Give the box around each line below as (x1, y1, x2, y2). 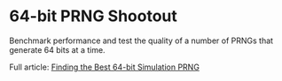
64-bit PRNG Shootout (9, 6, 177, 26)
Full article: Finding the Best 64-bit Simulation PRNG (9, 62, 200, 72)
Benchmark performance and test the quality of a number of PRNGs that (9, 35, 273, 46)
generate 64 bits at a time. (9, 44, 106, 55)
